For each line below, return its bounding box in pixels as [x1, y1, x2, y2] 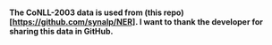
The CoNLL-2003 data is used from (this [9, 7, 163, 18]
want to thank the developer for [142, 16, 264, 26]
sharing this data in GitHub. [9, 26, 114, 36]
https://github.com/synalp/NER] [12, 16, 136, 26]
